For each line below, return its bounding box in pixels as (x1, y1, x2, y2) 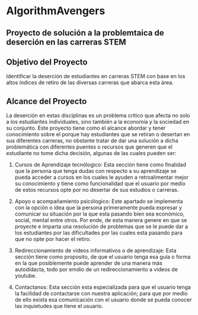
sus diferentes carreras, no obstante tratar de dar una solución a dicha (6, 137, 179, 144)
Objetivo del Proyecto (6, 57, 88, 67)
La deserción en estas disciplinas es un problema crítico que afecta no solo (6, 112, 190, 119)
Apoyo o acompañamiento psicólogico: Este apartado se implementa (14, 198, 183, 205)
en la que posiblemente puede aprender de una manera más (14, 259, 163, 267)
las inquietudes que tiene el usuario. (14, 303, 104, 310)
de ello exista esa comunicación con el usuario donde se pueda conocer (14, 296, 192, 303)
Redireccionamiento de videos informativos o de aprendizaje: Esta (14, 247, 177, 254)
